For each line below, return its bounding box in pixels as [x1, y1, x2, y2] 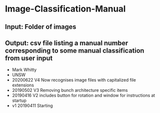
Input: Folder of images [5, 23, 76, 31]
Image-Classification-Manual [5, 3, 126, 14]
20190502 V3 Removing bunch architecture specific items [12, 87, 128, 93]
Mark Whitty [12, 67, 37, 73]
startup [12, 98, 27, 103]
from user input [5, 54, 53, 62]
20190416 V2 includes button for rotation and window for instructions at [12, 93, 156, 99]
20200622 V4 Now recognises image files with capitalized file [12, 77, 136, 83]
